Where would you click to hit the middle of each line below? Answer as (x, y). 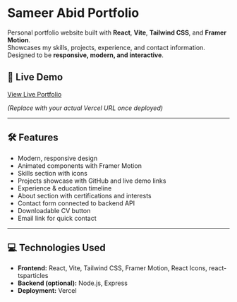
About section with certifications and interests (84, 195)
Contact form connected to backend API (76, 203)
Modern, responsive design (57, 158)
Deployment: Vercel (47, 291)
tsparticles (33, 276)
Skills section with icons (53, 173)
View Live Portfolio (35, 94)
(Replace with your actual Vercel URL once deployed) (85, 108)
